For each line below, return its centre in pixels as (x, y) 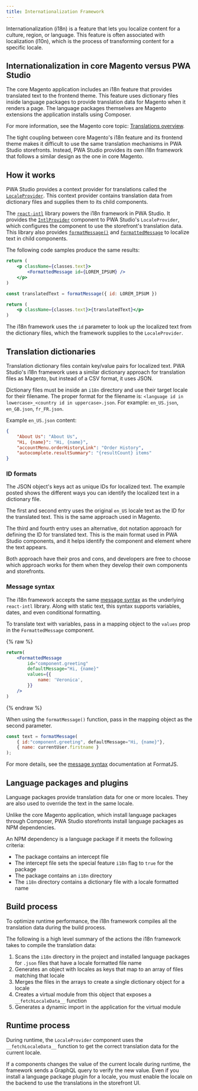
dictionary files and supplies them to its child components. (77, 202)
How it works (31, 175)
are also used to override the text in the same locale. (70, 803)
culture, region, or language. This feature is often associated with (85, 35)
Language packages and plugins (67, 783)
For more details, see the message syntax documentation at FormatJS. (92, 764)
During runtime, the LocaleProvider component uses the (75, 1039)
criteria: (16, 845)
